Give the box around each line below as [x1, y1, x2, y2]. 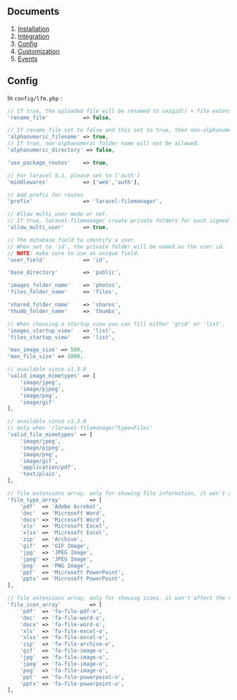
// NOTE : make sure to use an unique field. [7, 250, 140, 257]
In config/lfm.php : [7, 93, 63, 102]
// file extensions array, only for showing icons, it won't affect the [7, 595, 226, 602]
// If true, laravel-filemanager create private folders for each [7, 217, 207, 225]
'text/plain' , [20, 470, 61, 478]
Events [17, 54, 38, 63]
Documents [7, 6, 60, 18]
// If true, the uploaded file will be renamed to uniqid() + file [7, 107, 210, 115]
